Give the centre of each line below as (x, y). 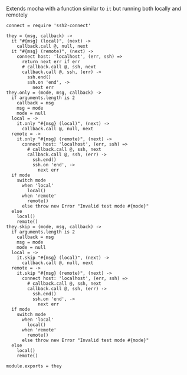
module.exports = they (34, 366)
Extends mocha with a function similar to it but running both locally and (94, 9)
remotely (17, 15)
